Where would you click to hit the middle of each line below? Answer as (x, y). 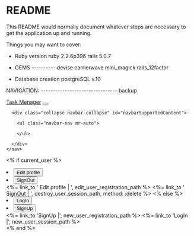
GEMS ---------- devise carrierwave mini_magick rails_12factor (92, 67)
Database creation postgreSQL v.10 (58, 79)
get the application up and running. (49, 33)
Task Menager (24, 102)
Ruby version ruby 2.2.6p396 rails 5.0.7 (63, 56)
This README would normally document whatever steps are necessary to (96, 27)
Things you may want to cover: (44, 44)
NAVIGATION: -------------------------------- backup (72, 90)
